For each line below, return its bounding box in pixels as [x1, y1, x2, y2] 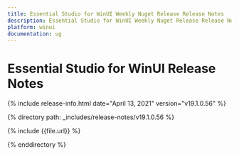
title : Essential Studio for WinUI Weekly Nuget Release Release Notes [7, 10, 224, 18]
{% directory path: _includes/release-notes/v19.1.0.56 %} [7, 113, 175, 121]
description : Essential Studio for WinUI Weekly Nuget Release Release [7, 17, 224, 24]
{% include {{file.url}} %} [7, 127, 81, 135]
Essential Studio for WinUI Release [7, 61, 216, 77]
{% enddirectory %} [7, 140, 66, 149]
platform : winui [7, 23, 55, 30]
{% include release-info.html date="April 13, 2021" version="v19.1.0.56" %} [7, 99, 226, 108]
